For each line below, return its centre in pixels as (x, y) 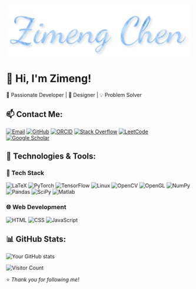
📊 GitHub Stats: (36, 239)
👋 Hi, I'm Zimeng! (49, 79)
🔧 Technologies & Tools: (51, 157)
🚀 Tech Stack (25, 173)
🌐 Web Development (36, 207)
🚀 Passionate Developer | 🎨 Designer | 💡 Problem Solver (74, 95)
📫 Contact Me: (34, 114)
